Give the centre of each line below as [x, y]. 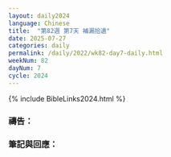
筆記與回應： [33, 144]
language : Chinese [39, 23]
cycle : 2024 [28, 76]
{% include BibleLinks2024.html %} [67, 98]
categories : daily [39, 46]
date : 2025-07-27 [37, 38]
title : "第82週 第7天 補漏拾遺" [59, 31]
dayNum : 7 [25, 68]
